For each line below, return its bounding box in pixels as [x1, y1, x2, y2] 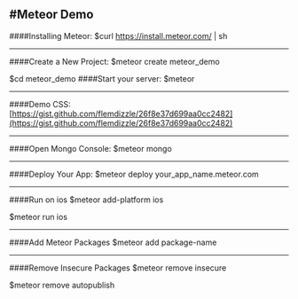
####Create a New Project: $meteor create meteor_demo [9, 56, 220, 67]
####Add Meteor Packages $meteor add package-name [9, 237, 217, 248]
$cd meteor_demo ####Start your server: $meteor [9, 73, 195, 83]
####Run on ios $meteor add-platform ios [9, 194, 164, 205]
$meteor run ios [9, 211, 68, 222]
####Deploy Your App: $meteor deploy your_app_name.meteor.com [9, 169, 259, 179]
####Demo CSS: [9, 98, 71, 109]
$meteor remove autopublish [9, 279, 115, 290]
